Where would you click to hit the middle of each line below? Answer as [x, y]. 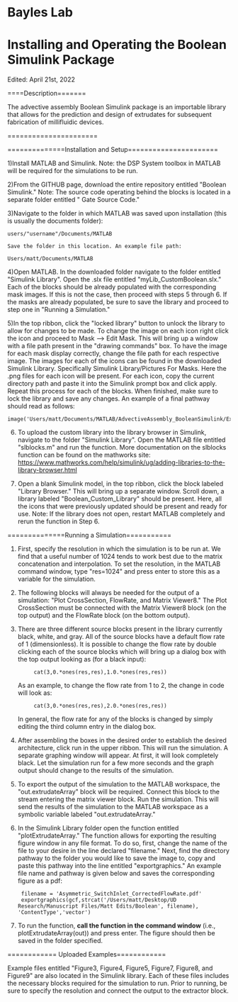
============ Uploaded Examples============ [87, 954]
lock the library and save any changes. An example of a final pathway [109, 399]
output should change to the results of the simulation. [96, 771]
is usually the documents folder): [55, 221]
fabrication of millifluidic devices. [56, 122]
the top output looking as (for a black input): [82, 659]
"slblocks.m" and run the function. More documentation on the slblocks [122, 447]
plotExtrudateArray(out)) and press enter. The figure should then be [116, 933]
